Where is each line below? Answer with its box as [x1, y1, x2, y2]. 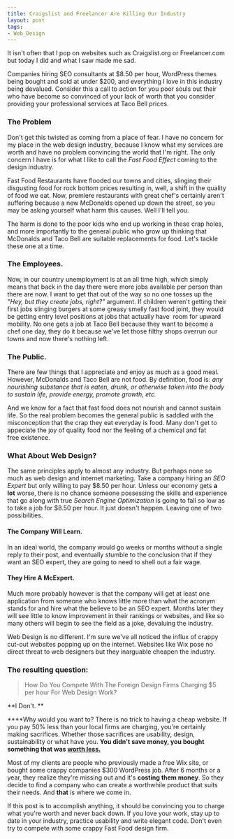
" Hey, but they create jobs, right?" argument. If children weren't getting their [7, 297, 227, 306]
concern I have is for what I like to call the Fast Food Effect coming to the [7, 155, 217, 164]
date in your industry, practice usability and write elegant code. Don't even [7, 817, 222, 825]
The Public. [7, 352, 47, 361]
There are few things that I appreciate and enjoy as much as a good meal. [7, 368, 219, 376]
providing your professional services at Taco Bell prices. [7, 99, 169, 108]
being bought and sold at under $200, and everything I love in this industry [7, 78, 223, 86]
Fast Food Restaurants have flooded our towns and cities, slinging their [7, 176, 212, 185]
